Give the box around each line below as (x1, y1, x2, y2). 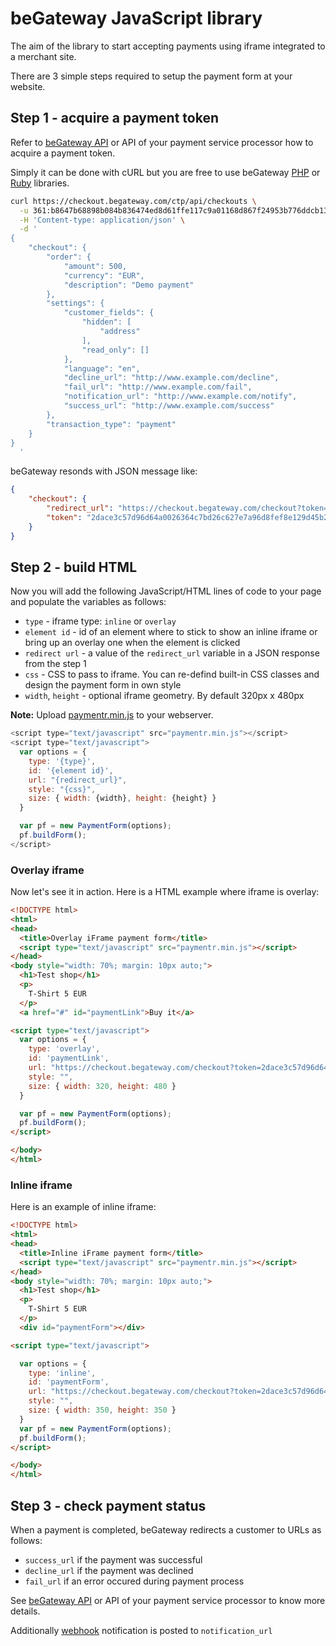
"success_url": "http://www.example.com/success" (63, 401, 275, 411)
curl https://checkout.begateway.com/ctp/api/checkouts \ (10, 196, 257, 206)
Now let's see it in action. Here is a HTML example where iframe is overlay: (10, 886, 320, 898)
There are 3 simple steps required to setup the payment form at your (10, 70, 293, 82)
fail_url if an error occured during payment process (24, 1575, 245, 1587)
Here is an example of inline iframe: (10, 1201, 157, 1213)
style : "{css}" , (28, 784, 97, 794)
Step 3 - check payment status (10, 1497, 207, 1514)
